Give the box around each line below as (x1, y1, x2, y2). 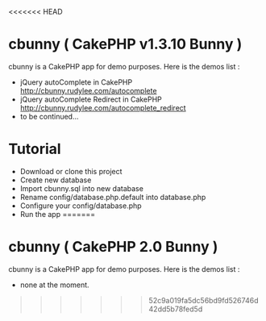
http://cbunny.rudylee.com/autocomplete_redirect (19, 102, 187, 112)
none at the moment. (19, 280, 90, 290)
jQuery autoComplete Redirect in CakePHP (19, 94, 163, 104)
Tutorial (8, 140, 62, 158)
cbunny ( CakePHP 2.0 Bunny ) (8, 238, 218, 256)
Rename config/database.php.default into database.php (19, 192, 206, 202)
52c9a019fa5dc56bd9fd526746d (148, 295, 259, 305)
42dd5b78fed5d (148, 304, 203, 314)
